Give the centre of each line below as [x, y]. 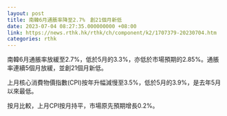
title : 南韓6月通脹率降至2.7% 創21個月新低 [65, 20]
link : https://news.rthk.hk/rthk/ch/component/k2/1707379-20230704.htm [112, 33]
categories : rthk [32, 39]
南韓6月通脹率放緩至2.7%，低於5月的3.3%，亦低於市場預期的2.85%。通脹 [113, 60]
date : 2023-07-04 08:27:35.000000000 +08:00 [72, 26]
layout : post [26, 13]
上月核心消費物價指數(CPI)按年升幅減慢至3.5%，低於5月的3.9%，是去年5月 [114, 82]
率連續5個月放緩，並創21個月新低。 [57, 68]
